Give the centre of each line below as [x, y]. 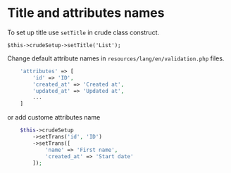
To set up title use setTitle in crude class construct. [83, 32]
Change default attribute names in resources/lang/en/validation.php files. [116, 58]
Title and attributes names [86, 13]
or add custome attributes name [54, 117]
